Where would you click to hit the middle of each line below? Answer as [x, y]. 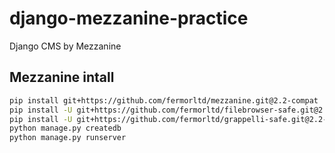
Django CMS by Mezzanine [65, 46]
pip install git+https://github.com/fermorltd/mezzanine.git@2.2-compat [164, 100]
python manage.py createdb [65, 128]
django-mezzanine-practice [129, 18]
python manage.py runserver [68, 138]
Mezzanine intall [62, 77]
